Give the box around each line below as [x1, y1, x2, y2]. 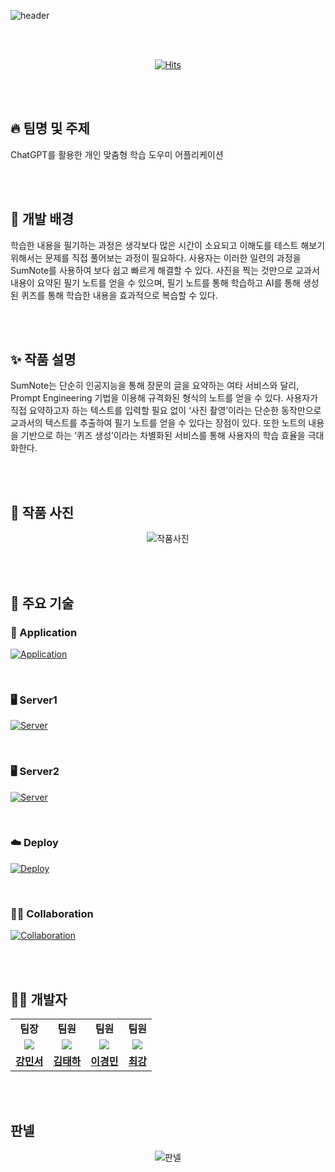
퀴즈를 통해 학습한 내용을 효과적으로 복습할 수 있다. [20, 289, 218, 301]
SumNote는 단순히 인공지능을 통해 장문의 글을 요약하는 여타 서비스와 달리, [10, 380, 300, 392]
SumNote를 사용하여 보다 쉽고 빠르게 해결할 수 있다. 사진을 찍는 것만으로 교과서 [10, 264, 320, 276]
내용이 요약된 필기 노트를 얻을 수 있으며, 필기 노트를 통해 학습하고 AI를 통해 [10, 276, 301, 289]
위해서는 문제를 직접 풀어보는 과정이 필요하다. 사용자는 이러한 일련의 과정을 [10, 251, 302, 264]
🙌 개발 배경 [10, 211, 75, 228]
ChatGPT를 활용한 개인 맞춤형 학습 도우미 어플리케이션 [10, 148, 224, 160]
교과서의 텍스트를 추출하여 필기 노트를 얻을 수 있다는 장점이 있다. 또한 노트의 [10, 417, 307, 429]
